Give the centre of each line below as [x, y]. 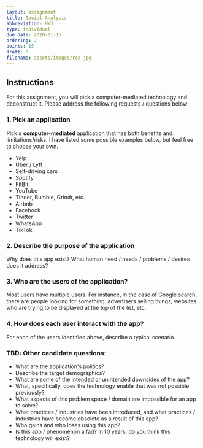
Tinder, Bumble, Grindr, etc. [50, 197]
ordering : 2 [21, 41]
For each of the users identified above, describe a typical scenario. [91, 337]
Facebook [28, 210]
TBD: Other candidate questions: [56, 353]
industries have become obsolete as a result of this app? [86, 419]
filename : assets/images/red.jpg [49, 58]
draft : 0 [17, 52]
